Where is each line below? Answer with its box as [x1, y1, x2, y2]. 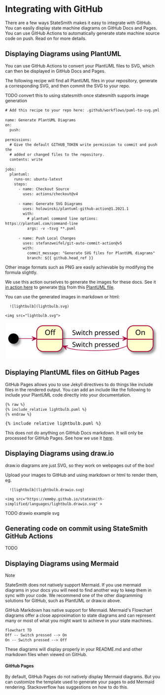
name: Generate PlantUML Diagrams [5, 117, 76, 123]
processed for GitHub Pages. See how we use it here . [5, 435, 114, 441]
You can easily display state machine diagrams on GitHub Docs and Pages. [5, 25, 158, 31]
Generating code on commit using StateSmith [5, 525, 148, 533]
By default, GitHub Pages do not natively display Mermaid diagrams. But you [5, 674, 161, 680]
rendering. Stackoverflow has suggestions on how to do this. [5, 684, 129, 690]
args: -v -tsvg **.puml [27, 226, 76, 231]
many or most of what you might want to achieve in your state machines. [5, 618, 153, 624]
